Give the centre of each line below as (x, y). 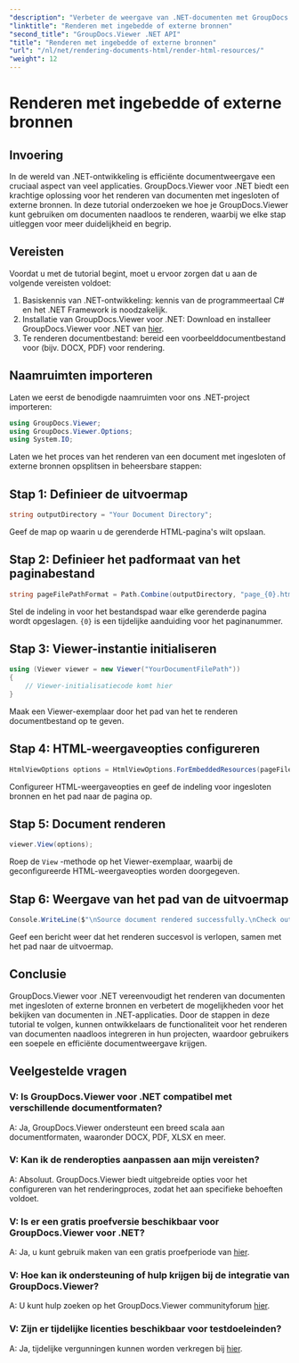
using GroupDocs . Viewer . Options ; (71, 431)
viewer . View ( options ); (51, 844)
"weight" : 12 (33, 59)
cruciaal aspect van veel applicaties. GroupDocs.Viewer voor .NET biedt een (149, 186)
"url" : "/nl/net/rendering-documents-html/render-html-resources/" (137, 51)
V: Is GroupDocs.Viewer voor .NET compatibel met (121, 1097)
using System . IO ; (41, 440)
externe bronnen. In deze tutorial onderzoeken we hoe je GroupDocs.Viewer (149, 205)
